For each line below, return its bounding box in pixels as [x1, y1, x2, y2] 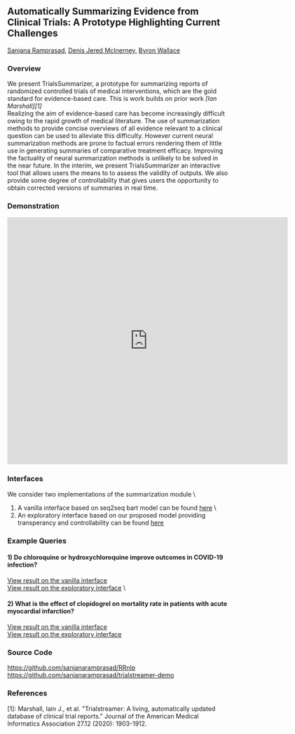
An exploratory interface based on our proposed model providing [17, 511, 206, 519]
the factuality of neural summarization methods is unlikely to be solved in [7, 154, 219, 162]
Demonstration [7, 201, 60, 211]
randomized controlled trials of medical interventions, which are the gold [7, 87, 217, 95]
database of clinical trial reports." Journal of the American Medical [7, 712, 200, 720]
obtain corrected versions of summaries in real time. [7, 183, 158, 192]
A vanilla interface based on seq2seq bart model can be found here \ [17, 504, 217, 512]
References [7, 688, 48, 698]
